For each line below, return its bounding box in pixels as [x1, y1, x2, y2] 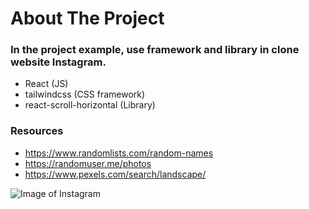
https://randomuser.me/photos [24, 157, 152, 169]
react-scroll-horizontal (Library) [24, 99, 156, 111]
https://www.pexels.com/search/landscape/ [24, 168, 207, 180]
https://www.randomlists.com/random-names [24, 147, 214, 159]
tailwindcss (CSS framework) [24, 88, 146, 101]
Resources [10, 124, 64, 138]
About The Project [10, 7, 165, 30]
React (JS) [24, 78, 69, 90]
